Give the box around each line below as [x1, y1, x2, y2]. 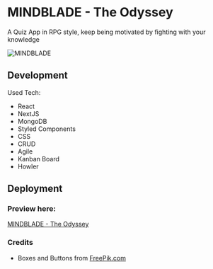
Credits [7, 238, 33, 248]
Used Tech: [7, 88, 41, 96]
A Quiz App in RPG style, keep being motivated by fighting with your [7, 28, 207, 36]
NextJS [17, 109, 40, 118]
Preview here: [7, 204, 57, 214]
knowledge [7, 35, 40, 43]
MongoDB [17, 117, 47, 125]
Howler [17, 162, 39, 171]
